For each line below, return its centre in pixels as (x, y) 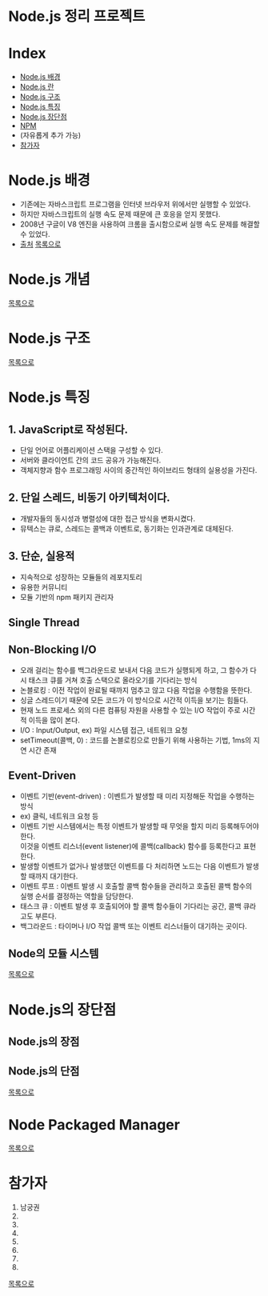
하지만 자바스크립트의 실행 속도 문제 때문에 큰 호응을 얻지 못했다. (120, 214)
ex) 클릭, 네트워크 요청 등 (59, 816)
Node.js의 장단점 (62, 1010)
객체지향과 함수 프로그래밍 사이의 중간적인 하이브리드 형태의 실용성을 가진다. (138, 470)
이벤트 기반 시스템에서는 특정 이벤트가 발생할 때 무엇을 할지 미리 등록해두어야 (140, 826)
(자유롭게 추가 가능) (50, 135)
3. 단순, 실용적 (42, 556)
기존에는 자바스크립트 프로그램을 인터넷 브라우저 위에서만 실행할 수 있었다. (135, 204)
